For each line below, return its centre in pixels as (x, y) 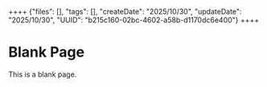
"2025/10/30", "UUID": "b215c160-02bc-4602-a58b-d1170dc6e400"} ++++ (134, 20)
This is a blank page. (43, 74)
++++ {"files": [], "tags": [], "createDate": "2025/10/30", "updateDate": (125, 12)
